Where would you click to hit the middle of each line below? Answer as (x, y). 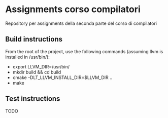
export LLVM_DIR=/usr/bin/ (41, 66)
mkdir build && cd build (37, 72)
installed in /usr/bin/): (27, 57)
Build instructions (34, 39)
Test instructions (33, 99)
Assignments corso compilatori (73, 9)
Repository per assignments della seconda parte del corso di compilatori (81, 23)
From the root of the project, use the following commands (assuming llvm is (84, 51)
